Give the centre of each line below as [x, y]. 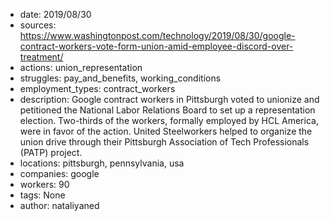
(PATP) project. [51, 152]
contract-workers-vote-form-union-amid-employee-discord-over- [156, 46]
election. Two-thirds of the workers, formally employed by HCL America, [169, 120]
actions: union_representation [81, 67]
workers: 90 [44, 184]
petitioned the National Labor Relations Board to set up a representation [167, 110]
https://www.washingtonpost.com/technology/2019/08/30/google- [157, 35]
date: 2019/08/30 [55, 14]
